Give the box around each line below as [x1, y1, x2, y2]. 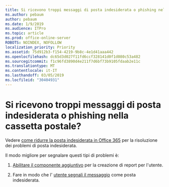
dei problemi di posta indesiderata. [5, 142, 77, 148]
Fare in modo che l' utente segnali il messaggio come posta [12, 171, 136, 177]
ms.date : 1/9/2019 [5, 21, 44, 27]
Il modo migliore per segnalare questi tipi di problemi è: [5, 152, 119, 158]
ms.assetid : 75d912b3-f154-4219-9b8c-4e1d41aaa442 [5, 49, 114, 54]
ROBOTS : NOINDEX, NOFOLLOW [5, 40, 62, 45]
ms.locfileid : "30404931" [5, 77, 59, 82]
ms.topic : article [5, 31, 44, 36]
